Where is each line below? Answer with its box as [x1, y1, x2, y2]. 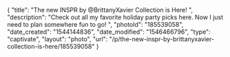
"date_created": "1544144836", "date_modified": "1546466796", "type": [7, 27, 211, 36]
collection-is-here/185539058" [7, 43, 95, 50]
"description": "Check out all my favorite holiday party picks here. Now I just [7, 13, 224, 21]
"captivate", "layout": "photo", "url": [7, 35, 108, 43]
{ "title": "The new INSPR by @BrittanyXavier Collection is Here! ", [7, 6, 194, 14]
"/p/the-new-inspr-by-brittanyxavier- [109, 35, 215, 43]
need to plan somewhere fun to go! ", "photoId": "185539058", [7, 21, 184, 28]
